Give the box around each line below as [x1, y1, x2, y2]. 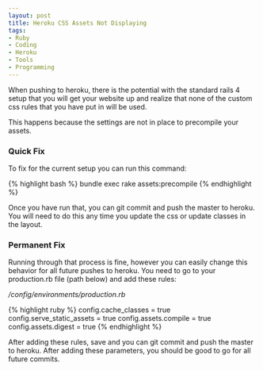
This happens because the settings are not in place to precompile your [8, 117, 239, 127]
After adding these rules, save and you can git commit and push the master [8, 337, 253, 347]
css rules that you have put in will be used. [8, 102, 147, 111]
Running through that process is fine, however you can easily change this [8, 257, 248, 267]
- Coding [8, 41, 37, 49]
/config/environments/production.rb [8, 290, 126, 299]
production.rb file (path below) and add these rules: [8, 275, 177, 284]
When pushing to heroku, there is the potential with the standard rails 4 [8, 85, 240, 94]
